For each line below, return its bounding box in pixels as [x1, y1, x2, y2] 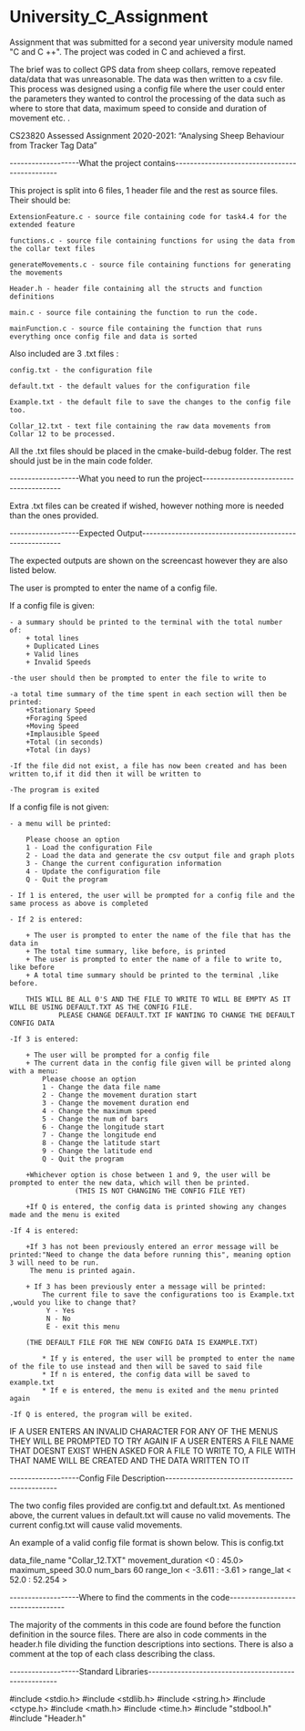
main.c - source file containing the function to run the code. [9, 308, 259, 317]
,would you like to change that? [9, 1298, 137, 1307]
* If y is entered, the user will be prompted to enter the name [42, 1353, 296, 1363]
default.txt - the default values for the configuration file [9, 381, 250, 391]
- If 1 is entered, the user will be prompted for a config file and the [9, 891, 296, 900]
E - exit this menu [46, 1321, 120, 1331]
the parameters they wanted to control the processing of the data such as [9, 93, 286, 104]
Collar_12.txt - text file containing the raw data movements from [9, 422, 271, 431]
